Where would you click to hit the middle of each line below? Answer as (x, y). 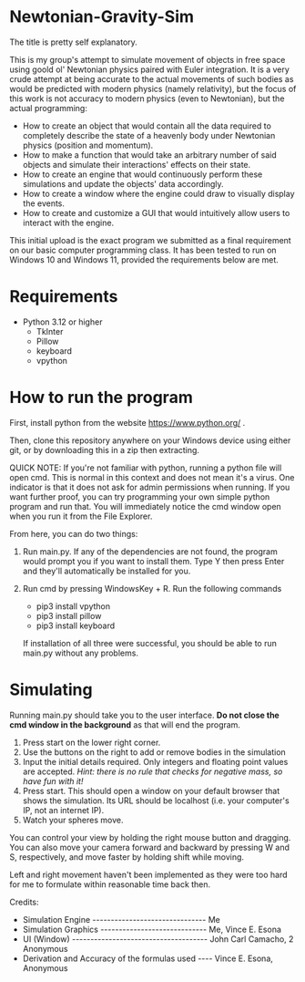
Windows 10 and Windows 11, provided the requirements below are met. (144, 259)
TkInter (50, 331)
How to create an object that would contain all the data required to (147, 126)
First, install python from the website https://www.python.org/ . (127, 422)
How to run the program (101, 398)
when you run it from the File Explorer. (81, 516)
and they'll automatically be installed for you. (107, 571)
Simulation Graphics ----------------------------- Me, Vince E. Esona (152, 929)
